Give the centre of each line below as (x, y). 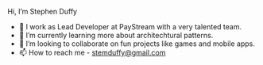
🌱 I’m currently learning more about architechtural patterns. (116, 35)
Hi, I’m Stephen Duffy (42, 11)
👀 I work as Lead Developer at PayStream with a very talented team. (130, 27)
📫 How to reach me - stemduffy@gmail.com (92, 52)
